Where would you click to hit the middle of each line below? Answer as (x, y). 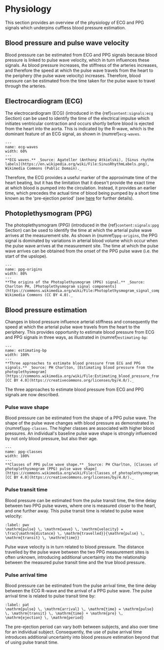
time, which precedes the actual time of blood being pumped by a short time (82, 193)
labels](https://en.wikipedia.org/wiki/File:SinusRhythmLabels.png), (77, 164)
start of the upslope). (26, 256)
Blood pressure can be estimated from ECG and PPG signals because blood (81, 55)
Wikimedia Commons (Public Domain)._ (43, 168)
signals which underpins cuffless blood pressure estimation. (65, 27)
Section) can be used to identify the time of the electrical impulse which (77, 118)
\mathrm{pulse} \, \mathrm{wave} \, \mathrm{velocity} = (64, 529)
